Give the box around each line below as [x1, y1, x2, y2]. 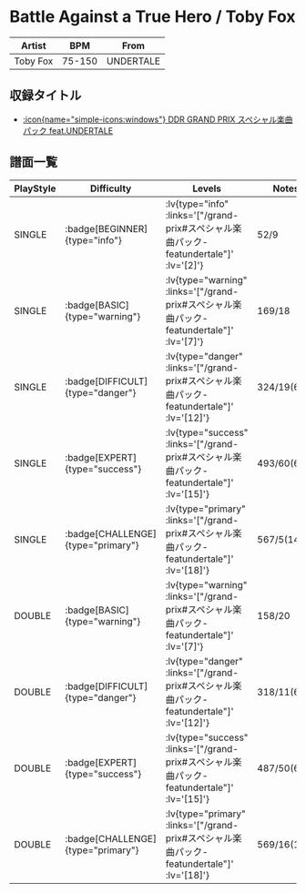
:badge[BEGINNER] [65, 222, 148, 235]
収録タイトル [9, 88, 82, 104]
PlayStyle [14, 182, 56, 195]
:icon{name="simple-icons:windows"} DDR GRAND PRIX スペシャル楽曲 [22, 114, 293, 125]
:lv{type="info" [165, 198, 229, 210]
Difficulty [89, 182, 132, 195]
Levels [192, 182, 221, 195]
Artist [21, 39, 47, 52]
